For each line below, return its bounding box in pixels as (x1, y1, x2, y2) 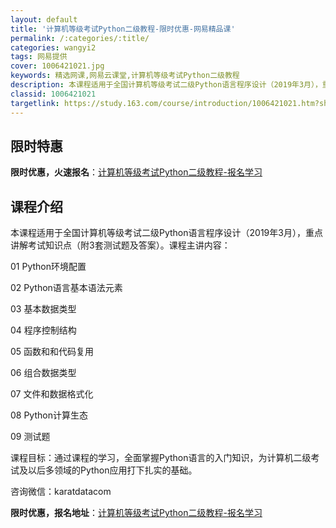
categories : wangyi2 (10, 42, 97, 53)
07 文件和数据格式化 (10, 388, 94, 400)
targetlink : (10, 98, 60, 108)
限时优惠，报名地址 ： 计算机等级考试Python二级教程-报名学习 (10, 507, 263, 519)
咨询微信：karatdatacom (10, 486, 112, 498)
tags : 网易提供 (10, 52, 68, 62)
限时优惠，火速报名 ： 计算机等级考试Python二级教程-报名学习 (10, 166, 263, 178)
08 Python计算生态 (10, 409, 88, 421)
